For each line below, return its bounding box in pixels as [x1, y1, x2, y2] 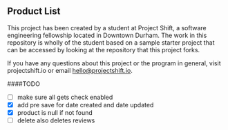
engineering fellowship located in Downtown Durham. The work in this [7, 31, 207, 39]
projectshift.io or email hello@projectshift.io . [7, 66, 133, 74]
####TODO [7, 79, 40, 88]
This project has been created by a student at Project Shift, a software [7, 23, 207, 32]
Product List [7, 6, 61, 17]
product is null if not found [17, 108, 93, 116]
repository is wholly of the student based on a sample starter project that [7, 38, 216, 47]
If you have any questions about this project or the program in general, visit [7, 58, 221, 67]
